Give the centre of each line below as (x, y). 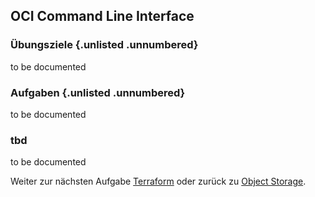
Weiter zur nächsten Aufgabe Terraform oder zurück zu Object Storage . (158, 181)
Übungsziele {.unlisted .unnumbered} (104, 45)
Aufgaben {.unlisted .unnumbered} (98, 92)
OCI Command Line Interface (102, 16)
